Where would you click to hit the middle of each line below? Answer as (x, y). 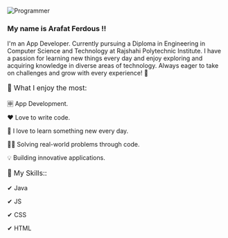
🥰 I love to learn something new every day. (68, 131)
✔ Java (17, 188)
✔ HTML (19, 228)
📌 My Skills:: (27, 173)
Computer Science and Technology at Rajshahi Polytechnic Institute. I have (114, 51)
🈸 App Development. (38, 104)
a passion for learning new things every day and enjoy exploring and (105, 58)
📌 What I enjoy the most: (47, 88)
